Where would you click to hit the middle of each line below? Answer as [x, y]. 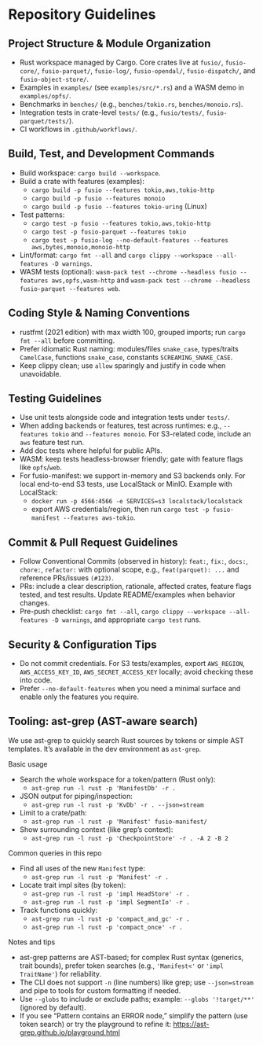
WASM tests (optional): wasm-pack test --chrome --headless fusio [128, 271]
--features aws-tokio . [99, 517]
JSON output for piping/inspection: [76, 796]
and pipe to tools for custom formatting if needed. [100, 990]
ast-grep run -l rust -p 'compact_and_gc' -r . [110, 919]
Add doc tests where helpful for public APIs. [91, 451]
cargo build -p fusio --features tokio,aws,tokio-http [122, 190]
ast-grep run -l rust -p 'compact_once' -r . [107, 927]
